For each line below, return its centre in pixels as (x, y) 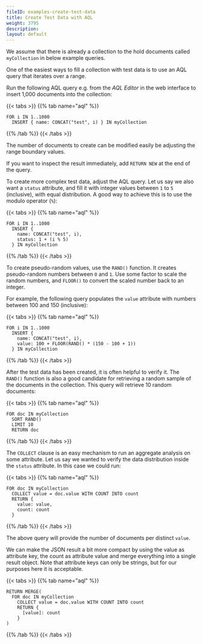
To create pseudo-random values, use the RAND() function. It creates (91, 268)
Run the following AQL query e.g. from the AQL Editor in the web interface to (101, 88)
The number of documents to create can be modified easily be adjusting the (101, 145)
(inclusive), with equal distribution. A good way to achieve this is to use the (99, 195)
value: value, (35, 505)
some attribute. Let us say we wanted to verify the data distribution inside (97, 460)
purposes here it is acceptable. (45, 569)
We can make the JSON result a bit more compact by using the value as (96, 550)
